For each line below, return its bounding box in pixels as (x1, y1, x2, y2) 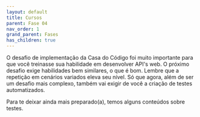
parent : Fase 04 (6, 20, 48, 26)
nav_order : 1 (6, 26, 40, 32)
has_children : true (6, 37, 56, 43)
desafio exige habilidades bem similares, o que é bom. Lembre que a (6, 67, 179, 74)
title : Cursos (6, 15, 43, 21)
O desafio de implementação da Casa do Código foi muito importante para (6, 54, 193, 61)
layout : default (6, 9, 48, 15)
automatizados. (6, 87, 46, 93)
